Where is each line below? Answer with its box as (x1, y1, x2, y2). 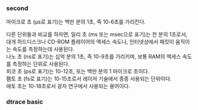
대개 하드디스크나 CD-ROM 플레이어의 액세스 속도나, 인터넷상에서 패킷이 (6, 38, 174, 46)
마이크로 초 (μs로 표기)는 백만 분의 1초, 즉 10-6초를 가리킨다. (6, 18, 146, 25)
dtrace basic (6, 98, 43, 106)
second (6, 4, 29, 12)
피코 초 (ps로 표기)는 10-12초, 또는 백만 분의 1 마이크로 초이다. (6, 68, 150, 75)
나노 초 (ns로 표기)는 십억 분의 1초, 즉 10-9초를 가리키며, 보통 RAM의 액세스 (6, 53, 181, 60)
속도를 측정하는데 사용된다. (12, 46, 75, 53)
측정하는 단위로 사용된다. (12, 60, 70, 67)
